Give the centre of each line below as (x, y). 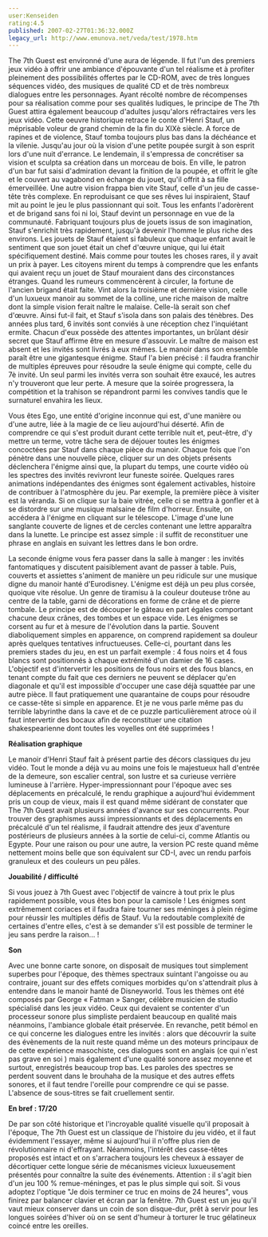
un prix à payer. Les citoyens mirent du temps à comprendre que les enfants (134, 265)
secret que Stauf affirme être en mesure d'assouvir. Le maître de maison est (133, 341)
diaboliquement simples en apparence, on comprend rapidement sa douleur (133, 635)
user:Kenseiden (33, 16)
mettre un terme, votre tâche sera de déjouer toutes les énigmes (114, 441)
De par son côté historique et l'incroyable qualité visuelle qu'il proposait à (129, 1124)
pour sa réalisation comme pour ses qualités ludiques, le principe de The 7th (134, 103)
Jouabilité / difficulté (43, 877)
